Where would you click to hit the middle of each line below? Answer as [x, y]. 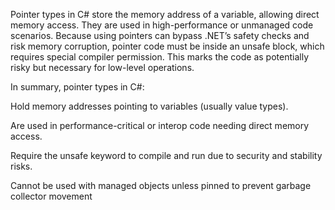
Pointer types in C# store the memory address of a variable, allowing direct [165, 14]
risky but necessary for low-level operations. [102, 67]
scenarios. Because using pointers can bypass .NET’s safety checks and [160, 35]
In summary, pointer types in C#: [77, 87]
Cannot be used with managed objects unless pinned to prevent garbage [161, 185]
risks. [21, 166]
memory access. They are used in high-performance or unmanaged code [162, 25]
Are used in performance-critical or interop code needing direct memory [160, 125]
